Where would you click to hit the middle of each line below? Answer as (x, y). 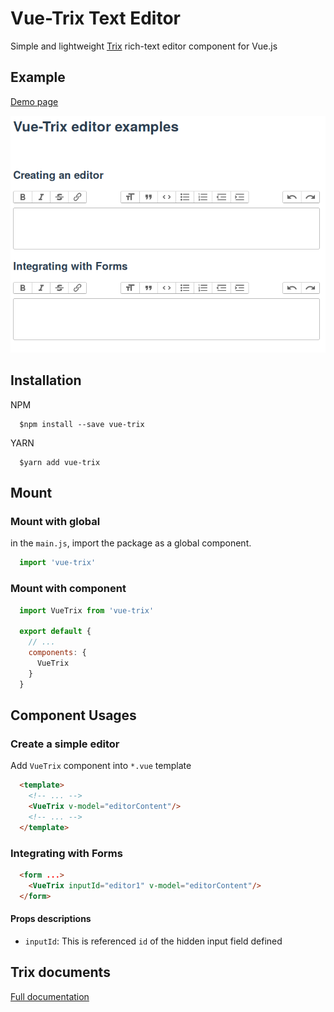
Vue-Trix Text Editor (96, 18)
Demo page (34, 101)
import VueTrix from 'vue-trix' (87, 610)
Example (38, 77)
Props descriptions (51, 919)
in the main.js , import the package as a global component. (131, 543)
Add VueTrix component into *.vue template (101, 766)
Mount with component (68, 589)
